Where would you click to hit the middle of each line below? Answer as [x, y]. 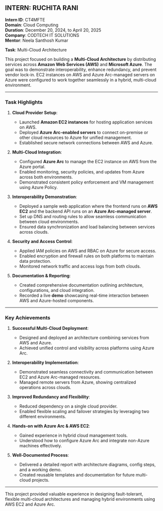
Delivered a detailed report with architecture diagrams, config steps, [88, 465]
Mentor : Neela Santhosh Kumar [37, 40]
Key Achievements [28, 318]
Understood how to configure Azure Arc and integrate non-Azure [84, 441]
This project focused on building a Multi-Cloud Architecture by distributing [81, 59]
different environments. [43, 417]
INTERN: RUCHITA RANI [42, 8]
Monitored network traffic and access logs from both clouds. [80, 266]
